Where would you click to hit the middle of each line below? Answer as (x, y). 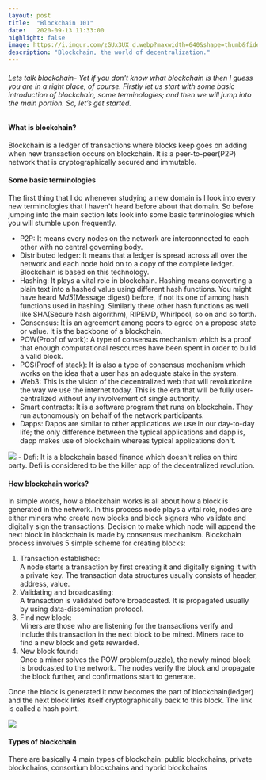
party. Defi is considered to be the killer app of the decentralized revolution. (131, 465)
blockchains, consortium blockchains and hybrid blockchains (108, 768)
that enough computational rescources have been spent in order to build (138, 348)
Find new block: (46, 617)
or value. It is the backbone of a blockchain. (91, 331)
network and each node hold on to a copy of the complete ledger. (127, 264)
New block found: (48, 652)
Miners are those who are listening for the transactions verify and (126, 626)
